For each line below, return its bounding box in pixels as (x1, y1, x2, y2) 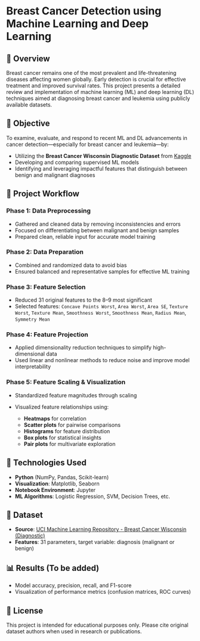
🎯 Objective (6, 119, 50, 129)
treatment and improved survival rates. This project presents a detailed (6, 82, 181, 89)
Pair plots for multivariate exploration (23, 440, 116, 447)
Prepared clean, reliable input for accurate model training (14, 233, 156, 240)
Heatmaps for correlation (23, 415, 87, 422)
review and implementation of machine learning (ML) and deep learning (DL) (6, 89, 195, 95)
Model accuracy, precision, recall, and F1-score (14, 582, 132, 589)
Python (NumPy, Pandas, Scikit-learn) (14, 473, 109, 481)
